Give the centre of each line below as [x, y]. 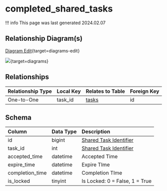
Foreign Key [145, 91]
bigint [58, 140]
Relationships [27, 77]
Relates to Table [105, 91]
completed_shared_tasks [59, 9]
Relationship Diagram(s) [44, 39]
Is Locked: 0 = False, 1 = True [116, 181]
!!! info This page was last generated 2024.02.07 [55, 23]
